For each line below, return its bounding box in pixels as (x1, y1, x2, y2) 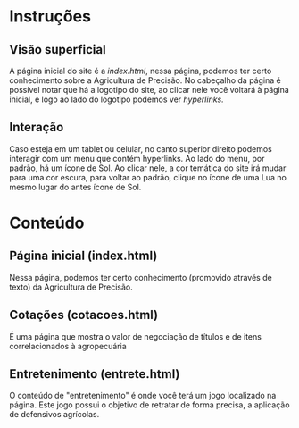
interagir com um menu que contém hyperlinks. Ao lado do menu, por (9, 153, 265, 164)
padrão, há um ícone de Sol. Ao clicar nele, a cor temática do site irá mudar (9, 163, 287, 173)
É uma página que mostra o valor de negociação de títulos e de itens (9, 331, 262, 341)
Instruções (9, 6, 92, 27)
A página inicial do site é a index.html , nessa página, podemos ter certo (9, 65, 272, 76)
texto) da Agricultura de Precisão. (9, 281, 134, 292)
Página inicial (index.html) (9, 248, 158, 264)
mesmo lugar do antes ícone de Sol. (9, 181, 142, 192)
